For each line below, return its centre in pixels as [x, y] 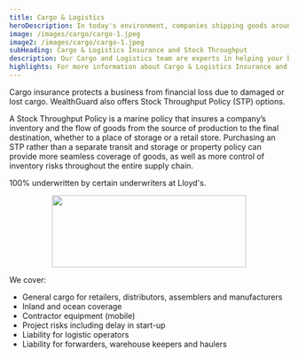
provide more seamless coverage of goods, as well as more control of [137, 156]
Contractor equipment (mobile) [78, 315]
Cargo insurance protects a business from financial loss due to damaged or [147, 92]
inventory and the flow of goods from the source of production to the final [144, 128]
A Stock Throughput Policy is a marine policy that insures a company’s [137, 118]
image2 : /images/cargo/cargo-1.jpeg [77, 42]
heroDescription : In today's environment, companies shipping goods [138, 26]
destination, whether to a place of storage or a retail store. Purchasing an [143, 137]
